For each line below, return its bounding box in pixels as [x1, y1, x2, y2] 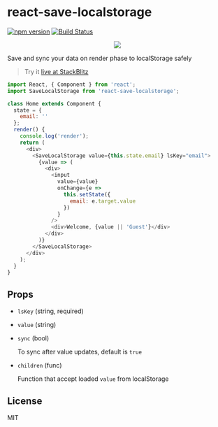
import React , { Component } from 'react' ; [7, 81, 136, 88]
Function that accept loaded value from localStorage [17, 375, 169, 383]
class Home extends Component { [7, 100, 101, 107]
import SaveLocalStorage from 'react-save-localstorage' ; [7, 87, 180, 94]
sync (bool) [17, 334, 50, 342]
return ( [20, 139, 45, 146]
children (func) [17, 361, 62, 370]
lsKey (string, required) [17, 307, 84, 315]
